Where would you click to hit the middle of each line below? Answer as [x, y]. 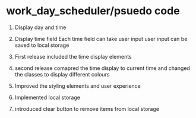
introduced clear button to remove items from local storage [87, 109]
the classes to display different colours [62, 74]
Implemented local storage [47, 97]
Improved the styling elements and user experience [78, 86]
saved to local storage [42, 45]
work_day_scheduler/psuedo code [93, 11]
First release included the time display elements [73, 56]
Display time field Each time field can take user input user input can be [101, 39]
